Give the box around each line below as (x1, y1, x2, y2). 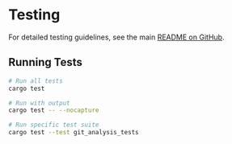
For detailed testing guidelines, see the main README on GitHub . (8, 32, 225, 42)
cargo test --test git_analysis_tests (8, 129, 139, 137)
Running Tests (8, 56, 82, 69)
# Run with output (8, 99, 70, 107)
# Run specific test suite (8, 121, 99, 130)
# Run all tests (8, 76, 63, 85)
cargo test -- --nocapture (8, 106, 99, 114)
